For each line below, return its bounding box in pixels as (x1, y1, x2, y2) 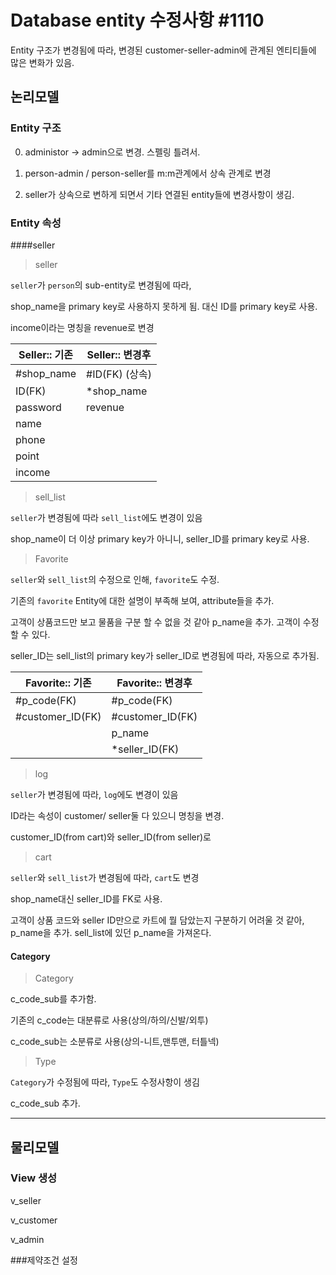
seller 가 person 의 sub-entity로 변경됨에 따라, (10, 279, 192, 291)
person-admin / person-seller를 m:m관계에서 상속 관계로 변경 (24, 167, 272, 179)
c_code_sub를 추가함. (10, 993, 97, 1005)
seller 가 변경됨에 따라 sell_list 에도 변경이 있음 (10, 511, 203, 523)
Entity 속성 (10, 216, 62, 230)
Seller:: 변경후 (86, 347, 152, 361)
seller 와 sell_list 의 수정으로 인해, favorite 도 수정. (10, 573, 220, 585)
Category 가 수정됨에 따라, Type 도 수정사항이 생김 (10, 1076, 200, 1088)
